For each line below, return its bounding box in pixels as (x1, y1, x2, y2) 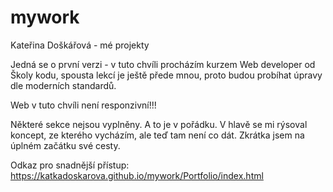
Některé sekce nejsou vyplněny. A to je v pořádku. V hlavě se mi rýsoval (10, 118, 308, 130)
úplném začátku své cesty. (10, 139, 121, 151)
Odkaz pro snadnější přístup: (10, 159, 130, 171)
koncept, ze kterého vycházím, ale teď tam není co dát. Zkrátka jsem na (10, 129, 305, 141)
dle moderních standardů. (10, 79, 117, 91)
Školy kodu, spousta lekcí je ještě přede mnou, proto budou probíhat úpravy (10, 69, 323, 81)
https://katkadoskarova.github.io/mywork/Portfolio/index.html (10, 169, 264, 181)
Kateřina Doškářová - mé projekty (10, 39, 150, 51)
